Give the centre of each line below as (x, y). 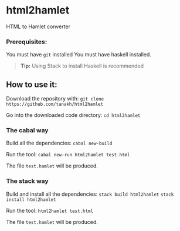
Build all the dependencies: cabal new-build (59, 143)
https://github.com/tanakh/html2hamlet (55, 104)
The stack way (27, 181)
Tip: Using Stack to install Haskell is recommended (82, 66)
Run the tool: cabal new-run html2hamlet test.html (68, 155)
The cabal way (27, 130)
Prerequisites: (27, 42)
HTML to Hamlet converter (38, 26)
